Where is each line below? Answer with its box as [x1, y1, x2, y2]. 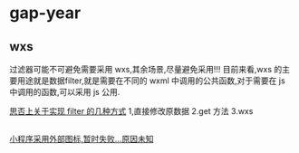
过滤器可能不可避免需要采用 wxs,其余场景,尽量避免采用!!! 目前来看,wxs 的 [9, 64, 283, 74]
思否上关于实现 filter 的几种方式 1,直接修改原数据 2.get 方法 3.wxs [9, 106, 254, 116]
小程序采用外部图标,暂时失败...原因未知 [9, 134, 154, 145]
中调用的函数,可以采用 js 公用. [9, 87, 121, 97]
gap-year [9, 3, 82, 24]
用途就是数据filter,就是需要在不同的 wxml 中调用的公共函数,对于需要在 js [16, 75, 285, 86]
